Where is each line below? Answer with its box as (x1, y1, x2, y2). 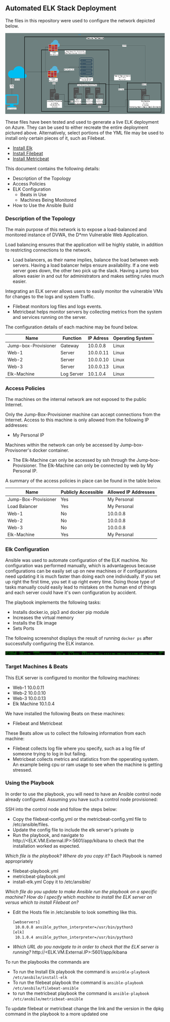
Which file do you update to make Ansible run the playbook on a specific (5, 888, 158, 894)
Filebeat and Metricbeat (12, 720, 63, 726)
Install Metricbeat (12, 156, 49, 162)
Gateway (60, 342, 79, 349)
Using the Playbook (5, 779, 54, 786)
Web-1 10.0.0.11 (12, 684, 45, 690)
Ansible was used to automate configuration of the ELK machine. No (5, 557, 148, 563)
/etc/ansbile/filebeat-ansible (12, 985, 79, 991)
